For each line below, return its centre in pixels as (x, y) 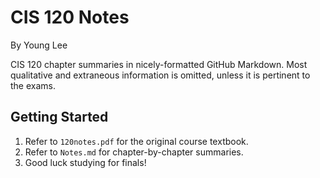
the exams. (33, 85)
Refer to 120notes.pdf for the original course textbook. (136, 141)
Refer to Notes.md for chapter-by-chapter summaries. (134, 152)
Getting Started (59, 117)
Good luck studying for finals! (85, 162)
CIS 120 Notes (70, 17)
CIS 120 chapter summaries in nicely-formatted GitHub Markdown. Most (159, 64)
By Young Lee (39, 45)
